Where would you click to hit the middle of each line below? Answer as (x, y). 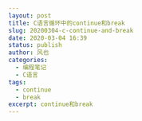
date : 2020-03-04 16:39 (48, 38)
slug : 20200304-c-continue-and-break (71, 30)
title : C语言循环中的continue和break (67, 23)
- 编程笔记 (31, 68)
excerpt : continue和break (51, 104)
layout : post (30, 16)
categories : (28, 60)
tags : (17, 82)
